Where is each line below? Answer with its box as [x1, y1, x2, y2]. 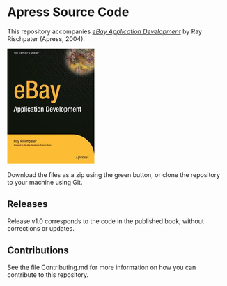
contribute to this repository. [7, 270, 89, 279]
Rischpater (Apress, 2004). [7, 34, 86, 43]
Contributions [7, 245, 69, 257]
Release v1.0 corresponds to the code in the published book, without [7, 217, 204, 225]
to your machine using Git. [7, 178, 83, 186]
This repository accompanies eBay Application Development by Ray [7, 27, 203, 36]
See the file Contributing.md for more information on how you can [7, 263, 196, 271]
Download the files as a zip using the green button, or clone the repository [7, 170, 221, 179]
